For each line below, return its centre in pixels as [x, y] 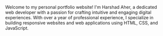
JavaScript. [17, 28]
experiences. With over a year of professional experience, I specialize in [79, 18]
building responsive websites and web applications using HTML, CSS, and [82, 23]
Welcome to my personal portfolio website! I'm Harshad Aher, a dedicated [81, 7]
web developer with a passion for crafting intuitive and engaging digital [78, 12]
